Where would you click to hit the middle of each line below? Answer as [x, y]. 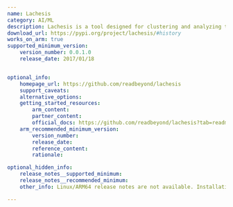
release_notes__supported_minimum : [71, 174]
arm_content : [51, 110]
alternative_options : [51, 97]
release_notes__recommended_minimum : [74, 181]
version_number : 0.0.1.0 [55, 53]
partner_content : [57, 116]
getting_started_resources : [60, 104]
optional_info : [29, 77]
